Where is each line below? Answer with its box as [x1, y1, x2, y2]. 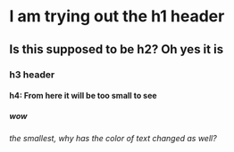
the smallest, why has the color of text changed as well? [9, 133, 217, 144]
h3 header [9, 68, 55, 81]
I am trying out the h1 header [9, 6, 225, 27]
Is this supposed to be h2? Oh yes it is [9, 42, 224, 57]
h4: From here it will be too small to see [9, 91, 158, 101]
